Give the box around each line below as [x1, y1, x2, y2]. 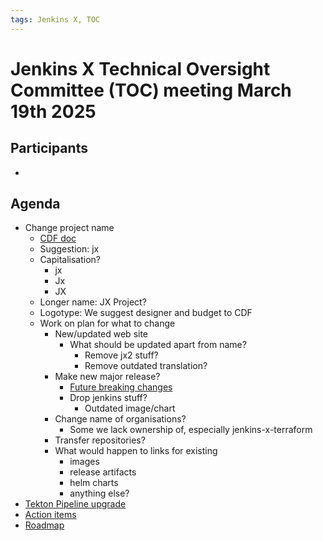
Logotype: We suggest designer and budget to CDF [39, 307, 253, 319]
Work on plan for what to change [39, 317, 176, 330]
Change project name [24, 222, 115, 234]
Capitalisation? [39, 254, 101, 266]
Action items [24, 509, 77, 521]
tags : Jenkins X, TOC [10, 14, 101, 25]
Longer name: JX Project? [39, 296, 147, 308]
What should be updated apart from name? [69, 339, 247, 351]
